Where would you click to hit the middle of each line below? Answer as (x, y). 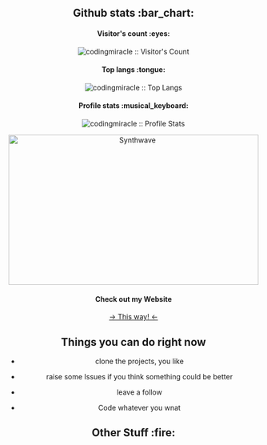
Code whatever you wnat (139, 408)
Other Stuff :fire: (133, 433)
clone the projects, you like (139, 361)
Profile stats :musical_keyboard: (133, 106)
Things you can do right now (133, 342)
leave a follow (139, 392)
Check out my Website (133, 299)
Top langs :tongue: (133, 70)
